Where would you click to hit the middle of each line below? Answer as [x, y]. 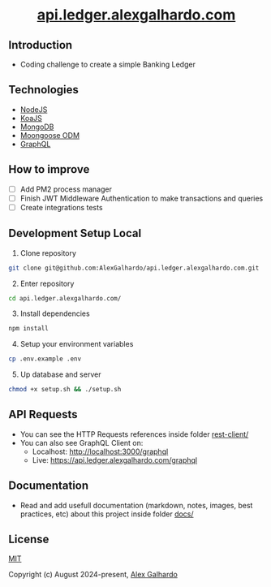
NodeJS [34, 109]
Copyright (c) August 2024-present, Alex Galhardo [93, 575]
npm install [28, 329]
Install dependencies [55, 313]
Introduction [41, 45]
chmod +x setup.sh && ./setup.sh [65, 390]
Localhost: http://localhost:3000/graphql [100, 451]
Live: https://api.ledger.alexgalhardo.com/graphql [114, 460]
